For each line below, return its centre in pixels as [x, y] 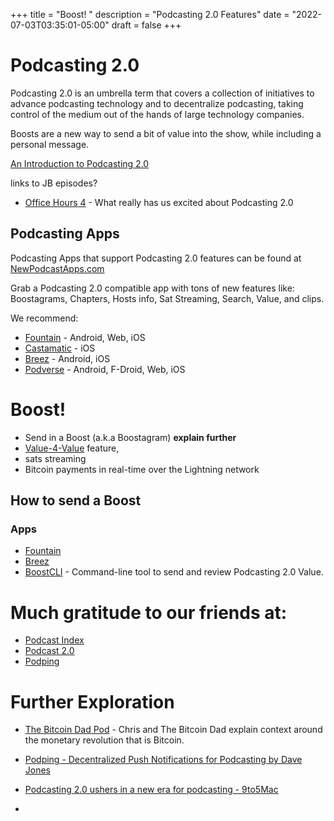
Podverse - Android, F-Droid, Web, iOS [105, 369]
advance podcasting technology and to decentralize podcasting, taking [157, 103]
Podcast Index [54, 640]
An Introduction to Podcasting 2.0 [80, 163]
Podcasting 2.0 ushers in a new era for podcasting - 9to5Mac [151, 790]
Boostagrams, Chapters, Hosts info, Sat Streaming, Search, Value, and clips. [167, 298]
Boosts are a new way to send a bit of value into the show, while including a [166, 133]
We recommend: [44, 318]
